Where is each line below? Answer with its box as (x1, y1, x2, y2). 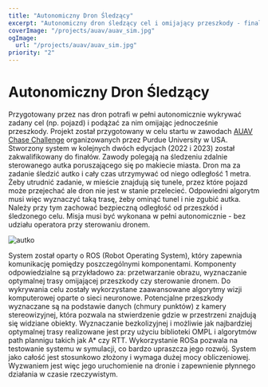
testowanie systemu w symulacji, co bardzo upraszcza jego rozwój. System (8, 344, 257, 353)
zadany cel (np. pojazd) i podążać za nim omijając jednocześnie (8, 117, 219, 128)
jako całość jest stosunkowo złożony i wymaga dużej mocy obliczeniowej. (8, 352, 250, 361)
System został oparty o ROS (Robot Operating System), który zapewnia (8, 251, 242, 260)
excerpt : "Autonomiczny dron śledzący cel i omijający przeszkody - (8, 19, 241, 27)
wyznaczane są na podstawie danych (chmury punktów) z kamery (8, 301, 227, 311)
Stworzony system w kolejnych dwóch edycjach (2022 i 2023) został (8, 143, 235, 152)
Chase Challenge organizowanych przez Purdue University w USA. (8, 135, 228, 144)
